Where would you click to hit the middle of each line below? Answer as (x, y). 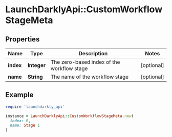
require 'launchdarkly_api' (35, 107)
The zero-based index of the (85, 62)
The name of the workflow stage (90, 77)
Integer (37, 65)
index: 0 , (20, 121)
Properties (23, 39)
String (35, 77)
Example (19, 95)
